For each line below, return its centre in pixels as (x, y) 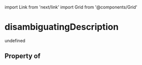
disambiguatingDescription (62, 27)
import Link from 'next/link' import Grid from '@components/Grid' (71, 7)
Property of (23, 56)
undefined (15, 40)
